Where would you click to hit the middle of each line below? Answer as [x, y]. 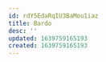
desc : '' [23, 31]
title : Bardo [30, 23]
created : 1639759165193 [48, 46]
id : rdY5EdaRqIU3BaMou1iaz [53, 16]
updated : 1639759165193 [48, 38]
